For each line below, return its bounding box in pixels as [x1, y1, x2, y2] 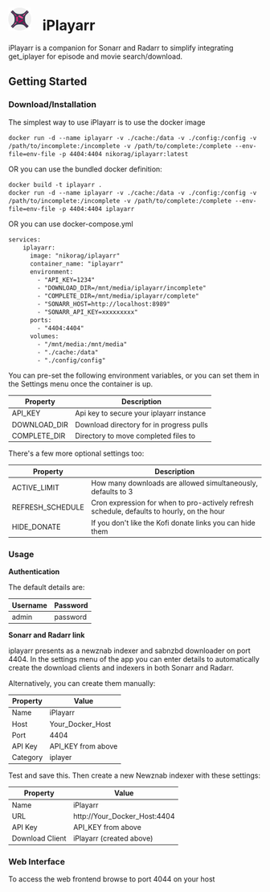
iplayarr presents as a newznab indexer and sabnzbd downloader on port [8, 646, 251, 655]
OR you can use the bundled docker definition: [8, 164, 162, 174]
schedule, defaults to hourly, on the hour [91, 506, 225, 516]
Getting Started [8, 75, 88, 89]
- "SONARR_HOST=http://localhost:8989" [37, 299, 171, 308]
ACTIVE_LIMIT [11, 482, 60, 492]
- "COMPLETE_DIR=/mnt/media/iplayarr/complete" [37, 291, 199, 300]
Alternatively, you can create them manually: [8, 678, 156, 688]
